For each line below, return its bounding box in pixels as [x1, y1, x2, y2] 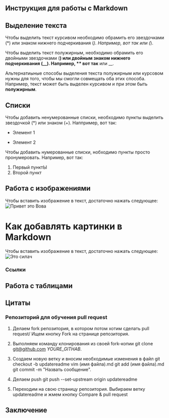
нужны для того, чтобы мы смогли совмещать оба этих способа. [5, 76, 146, 82]
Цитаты [5, 299, 31, 307]
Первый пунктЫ [12, 164, 47, 171]
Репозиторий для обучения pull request [5, 314, 107, 321]
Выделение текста [5, 21, 67, 30]
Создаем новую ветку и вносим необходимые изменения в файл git [12, 355, 160, 361]
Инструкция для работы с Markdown [5, 4, 128, 13]
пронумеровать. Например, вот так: [5, 154, 83, 161]
